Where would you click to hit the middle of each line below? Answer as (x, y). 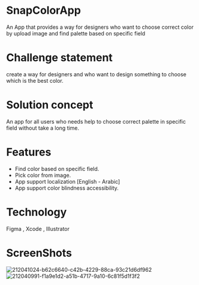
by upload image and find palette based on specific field (76, 33)
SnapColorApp (43, 10)
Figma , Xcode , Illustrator (38, 229)
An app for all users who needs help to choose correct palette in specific (96, 121)
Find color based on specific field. (57, 169)
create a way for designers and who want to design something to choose (97, 74)
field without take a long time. (43, 128)
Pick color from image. (43, 175)
